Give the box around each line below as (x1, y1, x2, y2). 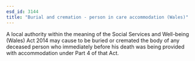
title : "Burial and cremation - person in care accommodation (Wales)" (6, 14, 188, 20)
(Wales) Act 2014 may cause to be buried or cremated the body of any (6, 37, 180, 44)
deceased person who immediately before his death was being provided (6, 43, 185, 50)
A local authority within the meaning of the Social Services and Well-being (6, 30, 190, 37)
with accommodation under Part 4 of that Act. (6, 49, 120, 56)
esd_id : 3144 (6, 8, 39, 15)
